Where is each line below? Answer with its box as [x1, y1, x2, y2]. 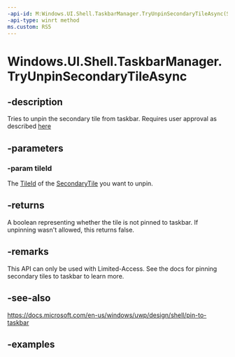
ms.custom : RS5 [7, 23, 52, 30]
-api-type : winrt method [7, 17, 80, 24]
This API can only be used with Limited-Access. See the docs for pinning [7, 264, 218, 273]
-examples [7, 338, 55, 350]
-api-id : [7, 10, 33, 17]
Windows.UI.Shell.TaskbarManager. [7, 53, 222, 69]
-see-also [7, 292, 51, 304]
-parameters [7, 142, 64, 154]
